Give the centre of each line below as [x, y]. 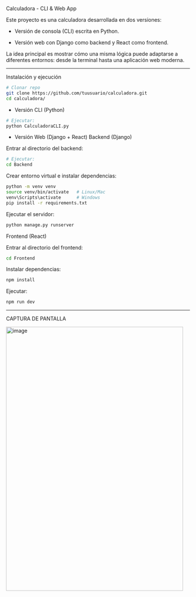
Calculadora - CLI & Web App [41, 8]
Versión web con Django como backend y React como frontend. [92, 42]
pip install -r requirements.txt [47, 203]
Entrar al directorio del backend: [45, 148]
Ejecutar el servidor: [30, 214]
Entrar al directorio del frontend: [45, 247]
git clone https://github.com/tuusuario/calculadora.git [77, 93]
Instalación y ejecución [34, 77]
